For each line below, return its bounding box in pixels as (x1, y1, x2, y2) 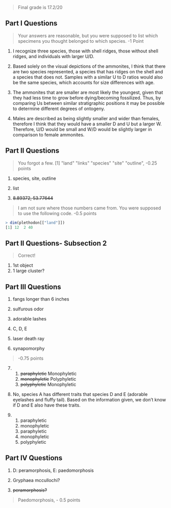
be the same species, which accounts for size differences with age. (12, 79, 155, 86)
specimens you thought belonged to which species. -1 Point (17, 38, 144, 44)
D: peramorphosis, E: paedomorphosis (12, 467, 94, 473)
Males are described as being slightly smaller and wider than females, (12, 115, 160, 121)
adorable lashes (12, 316, 47, 322)
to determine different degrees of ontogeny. (12, 105, 106, 112)
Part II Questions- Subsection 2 (5, 239, 107, 248)
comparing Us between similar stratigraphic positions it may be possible (12, 100, 165, 106)
